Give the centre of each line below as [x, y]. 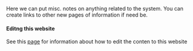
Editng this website [30, 28]
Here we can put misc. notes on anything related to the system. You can [95, 9]
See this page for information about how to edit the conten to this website [97, 42]
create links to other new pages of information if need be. [77, 15]
